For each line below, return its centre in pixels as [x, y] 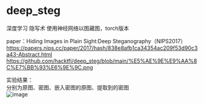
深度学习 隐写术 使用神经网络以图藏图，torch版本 [68, 28]
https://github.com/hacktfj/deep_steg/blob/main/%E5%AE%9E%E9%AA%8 [102, 61]
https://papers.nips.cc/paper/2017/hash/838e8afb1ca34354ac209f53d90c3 [102, 48]
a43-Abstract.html [29, 54]
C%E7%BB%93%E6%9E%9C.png [50, 67]
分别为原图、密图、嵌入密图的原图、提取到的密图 [68, 87]
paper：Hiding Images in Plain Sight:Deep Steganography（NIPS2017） [96, 41]
